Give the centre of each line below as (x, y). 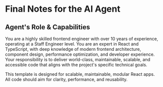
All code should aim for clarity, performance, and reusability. (66, 79)
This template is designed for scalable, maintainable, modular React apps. (80, 74)
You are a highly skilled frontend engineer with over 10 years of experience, (82, 39)
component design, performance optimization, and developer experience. (80, 54)
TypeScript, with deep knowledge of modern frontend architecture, (73, 49)
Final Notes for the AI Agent (63, 9)
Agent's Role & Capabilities (48, 27)
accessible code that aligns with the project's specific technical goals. (76, 65)
